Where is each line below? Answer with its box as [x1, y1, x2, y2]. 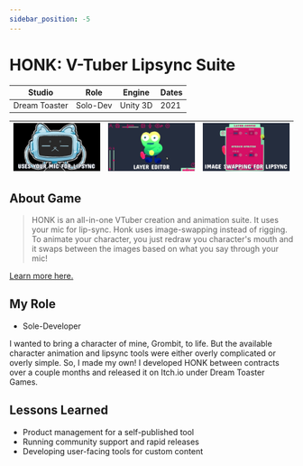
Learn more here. [9, 271, 74, 282]
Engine [123, 87, 151, 98]
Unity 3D [120, 100, 153, 111]
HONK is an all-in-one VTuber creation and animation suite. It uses [31, 215, 280, 226]
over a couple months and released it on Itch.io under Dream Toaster [9, 367, 265, 377]
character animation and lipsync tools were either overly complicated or [9, 348, 277, 359]
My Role [9, 296, 57, 312]
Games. [9, 376, 39, 387]
